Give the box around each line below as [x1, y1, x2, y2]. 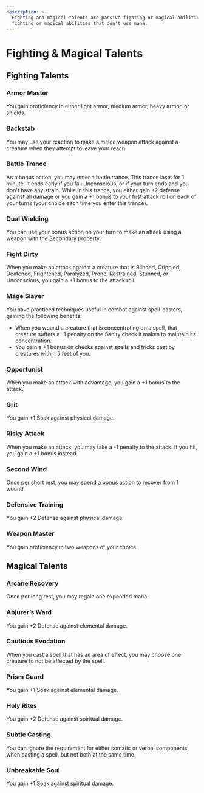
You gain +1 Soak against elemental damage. [6, 687, 118, 694]
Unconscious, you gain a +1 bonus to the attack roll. [6, 277, 136, 284]
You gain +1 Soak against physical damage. [6, 414, 115, 421]
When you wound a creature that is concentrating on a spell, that [15, 324, 178, 331]
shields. [6, 109, 26, 116]
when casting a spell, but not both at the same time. [6, 750, 136, 758]
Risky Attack [6, 429, 44, 438]
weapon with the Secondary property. [6, 235, 101, 242]
